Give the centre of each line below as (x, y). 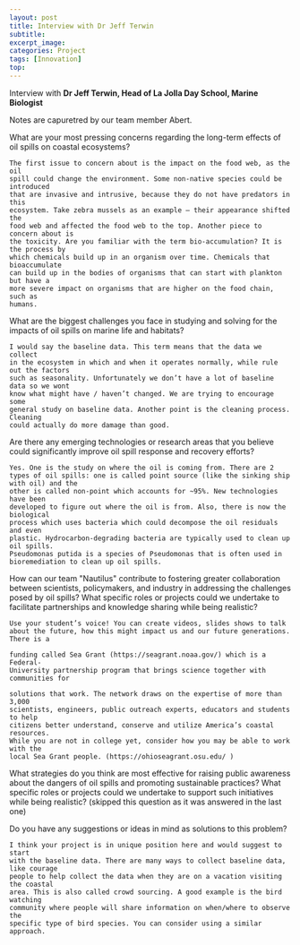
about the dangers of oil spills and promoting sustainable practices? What (145, 782)
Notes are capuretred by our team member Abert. (101, 120)
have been (28, 499)
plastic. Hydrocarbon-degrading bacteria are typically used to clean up (150, 538)
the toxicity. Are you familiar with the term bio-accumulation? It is (146, 241)
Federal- (26, 662)
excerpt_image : (38, 43)
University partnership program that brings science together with (138, 670)
